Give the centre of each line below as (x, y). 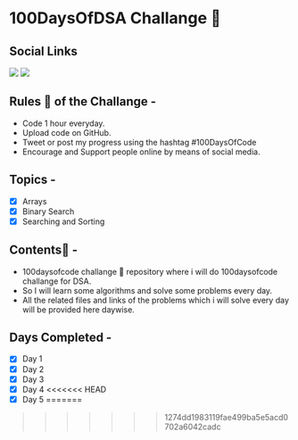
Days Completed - (61, 338)
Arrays (34, 201)
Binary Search (48, 211)
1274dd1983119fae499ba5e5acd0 (226, 417)
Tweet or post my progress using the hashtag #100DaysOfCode (139, 142)
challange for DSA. (57, 281)
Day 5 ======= (52, 399)
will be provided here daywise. (79, 309)
